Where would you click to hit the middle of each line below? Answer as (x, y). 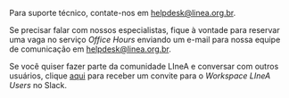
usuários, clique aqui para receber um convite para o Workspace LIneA (140, 76)
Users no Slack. (38, 85)
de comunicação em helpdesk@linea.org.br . (91, 49)
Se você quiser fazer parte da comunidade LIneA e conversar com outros (144, 66)
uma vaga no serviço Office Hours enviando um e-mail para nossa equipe (145, 40)
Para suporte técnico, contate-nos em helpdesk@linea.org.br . (123, 13)
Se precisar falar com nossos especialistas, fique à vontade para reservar (144, 30)
